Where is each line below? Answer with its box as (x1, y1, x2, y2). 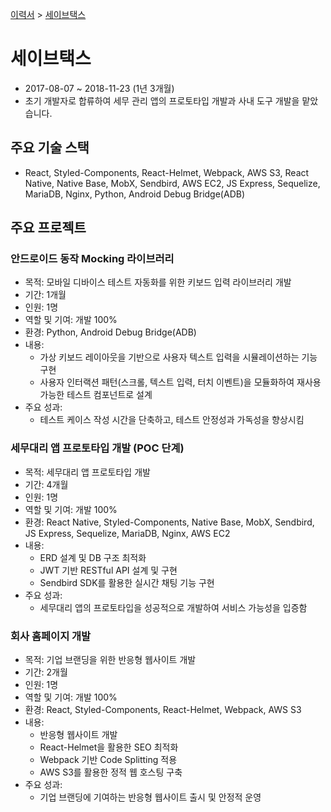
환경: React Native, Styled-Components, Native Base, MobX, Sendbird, (24, 516, 315, 528)
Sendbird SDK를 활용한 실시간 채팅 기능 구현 (39, 576, 215, 588)
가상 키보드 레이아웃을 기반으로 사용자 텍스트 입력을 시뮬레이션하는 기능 (39, 351, 318, 363)
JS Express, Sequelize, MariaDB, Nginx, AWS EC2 (24, 527, 231, 539)
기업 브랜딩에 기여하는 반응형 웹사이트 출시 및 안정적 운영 (39, 791, 262, 803)
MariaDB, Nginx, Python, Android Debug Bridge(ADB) (24, 188, 246, 200)
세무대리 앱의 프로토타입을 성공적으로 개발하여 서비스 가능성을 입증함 (39, 601, 308, 613)
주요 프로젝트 (10, 219, 87, 237)
